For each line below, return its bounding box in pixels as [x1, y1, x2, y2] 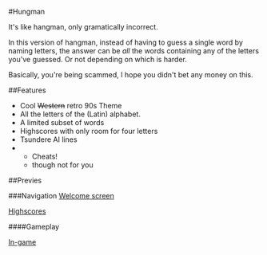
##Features [8, 85, 46, 95]
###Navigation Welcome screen [8, 191, 114, 200]
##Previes [8, 175, 42, 185]
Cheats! [31, 151, 58, 161]
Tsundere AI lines [19, 135, 78, 144]
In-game [8, 237, 37, 246]
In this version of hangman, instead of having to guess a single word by [8, 37, 244, 47]
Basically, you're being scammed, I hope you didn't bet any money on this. [8, 70, 253, 79]
